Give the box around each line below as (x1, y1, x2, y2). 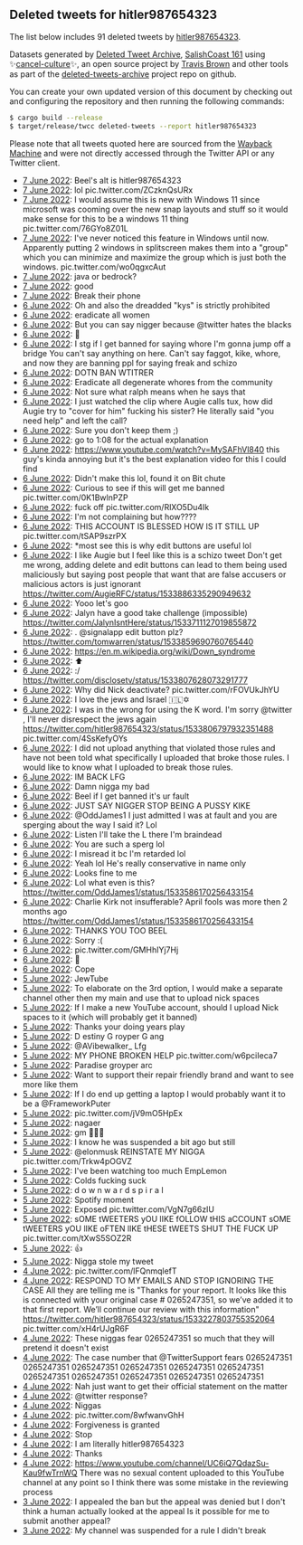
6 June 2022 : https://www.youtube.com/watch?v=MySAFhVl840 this (22, 443, 280, 455)
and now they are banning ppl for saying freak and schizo (22, 357, 238, 368)
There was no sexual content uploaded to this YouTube (79, 1467, 285, 1478)
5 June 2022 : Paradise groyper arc (22, 1059, 153, 1070)
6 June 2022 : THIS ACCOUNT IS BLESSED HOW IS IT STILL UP (22, 520, 260, 532)
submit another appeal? (22, 1515, 111, 1526)
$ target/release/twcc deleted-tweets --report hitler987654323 (9, 121, 257, 130)
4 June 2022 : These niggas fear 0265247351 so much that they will (22, 1332, 275, 1343)
